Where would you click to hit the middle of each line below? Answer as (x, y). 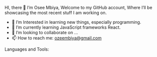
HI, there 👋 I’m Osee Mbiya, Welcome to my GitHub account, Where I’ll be (78, 8)
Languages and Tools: (27, 49)
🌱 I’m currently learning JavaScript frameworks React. (66, 27)
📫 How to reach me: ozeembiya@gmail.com (56, 38)
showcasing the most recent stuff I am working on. (56, 13)
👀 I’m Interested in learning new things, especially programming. (76, 22)
